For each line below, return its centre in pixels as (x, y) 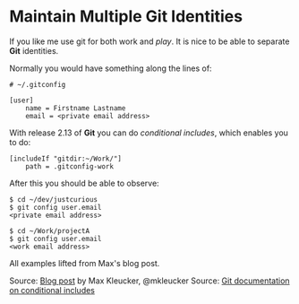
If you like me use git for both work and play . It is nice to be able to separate (149, 41)
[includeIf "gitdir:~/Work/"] (66, 159)
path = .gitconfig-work (70, 166)
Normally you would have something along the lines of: (111, 68)
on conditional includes (52, 290)
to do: (20, 142)
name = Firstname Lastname (76, 108)
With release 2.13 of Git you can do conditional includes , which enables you (149, 133)
